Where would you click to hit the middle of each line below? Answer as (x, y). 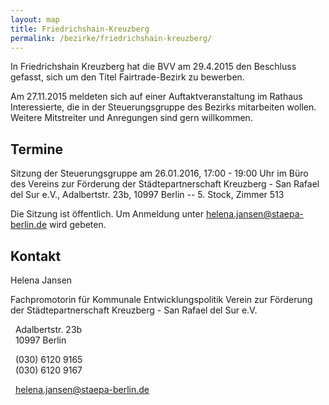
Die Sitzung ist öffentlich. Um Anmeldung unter (107, 214)
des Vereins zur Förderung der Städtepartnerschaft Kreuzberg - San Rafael (165, 184)
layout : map (35, 19)
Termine (37, 149)
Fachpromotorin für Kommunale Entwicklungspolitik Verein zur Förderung (161, 299)
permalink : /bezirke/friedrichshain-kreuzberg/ (111, 38)
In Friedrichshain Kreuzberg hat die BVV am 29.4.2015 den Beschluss (153, 67)
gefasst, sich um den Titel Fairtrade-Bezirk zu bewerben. (127, 77)
